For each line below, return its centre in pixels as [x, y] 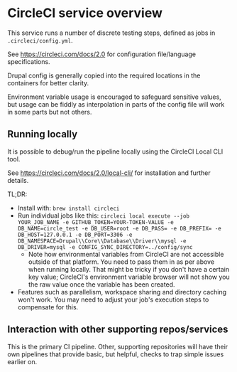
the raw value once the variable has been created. [101, 284]
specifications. [29, 61]
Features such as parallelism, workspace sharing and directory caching [122, 292]
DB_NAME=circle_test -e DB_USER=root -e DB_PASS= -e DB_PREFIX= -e [119, 228]
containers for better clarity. [48, 83]
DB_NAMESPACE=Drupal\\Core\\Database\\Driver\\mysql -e [102, 241]
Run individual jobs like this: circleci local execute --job [104, 216]
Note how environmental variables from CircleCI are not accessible [126, 254]
